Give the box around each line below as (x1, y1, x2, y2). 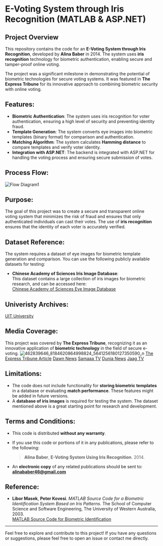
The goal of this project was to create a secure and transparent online (5, 208, 145, 214)
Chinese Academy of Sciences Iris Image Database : (12, 271, 119, 276)
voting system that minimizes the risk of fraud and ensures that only (5, 214, 141, 220)
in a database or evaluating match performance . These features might (12, 388, 154, 393)
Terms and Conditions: (5, 417, 76, 426)
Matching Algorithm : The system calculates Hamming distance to (12, 139, 146, 145)
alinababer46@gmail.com (12, 469, 66, 475)
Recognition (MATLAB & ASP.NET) (5, 14, 147, 25)
